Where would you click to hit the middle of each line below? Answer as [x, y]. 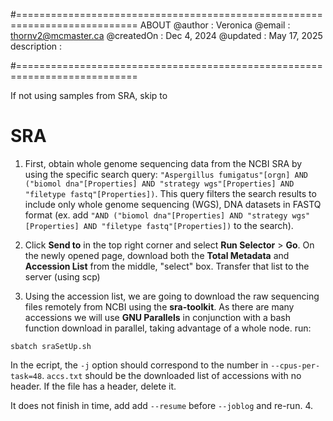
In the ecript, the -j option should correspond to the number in [139, 365]
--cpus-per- [295, 365]
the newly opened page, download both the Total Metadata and [157, 255]
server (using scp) [62, 276]
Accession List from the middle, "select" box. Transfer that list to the [167, 266]
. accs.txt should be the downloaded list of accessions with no [171, 375]
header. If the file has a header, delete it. [93, 386]
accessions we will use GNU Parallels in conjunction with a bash [157, 317]
